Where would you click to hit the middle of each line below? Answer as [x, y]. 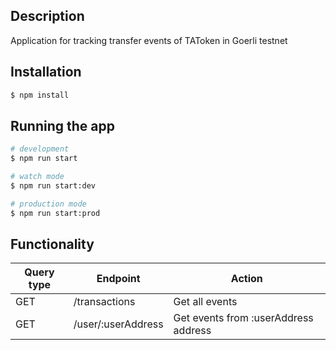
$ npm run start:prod [55, 213]
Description [47, 16]
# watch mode [37, 177]
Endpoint [118, 279]
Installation [46, 72]
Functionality [52, 244]
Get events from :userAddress [243, 318]
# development [40, 149]
